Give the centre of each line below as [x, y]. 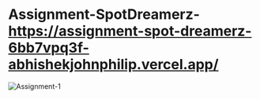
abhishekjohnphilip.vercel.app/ [113, 65]
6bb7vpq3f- [49, 48]
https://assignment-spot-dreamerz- [130, 31]
